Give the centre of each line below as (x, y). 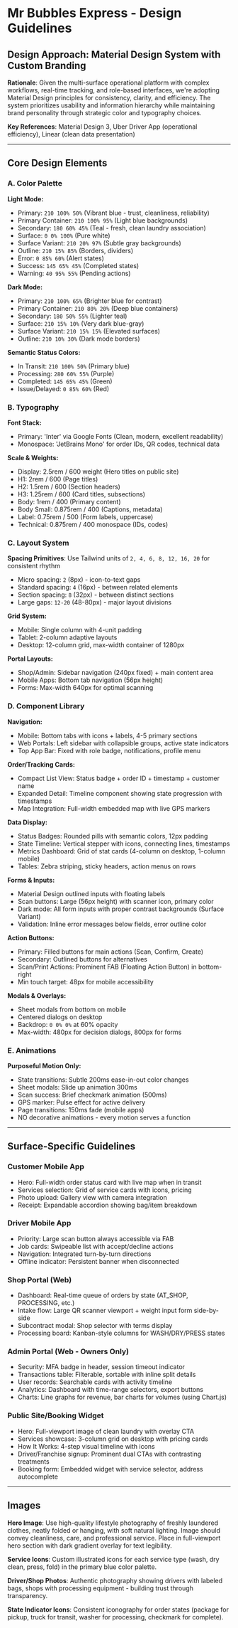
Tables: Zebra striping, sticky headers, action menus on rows (107, 866)
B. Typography (33, 407)
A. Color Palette (35, 183)
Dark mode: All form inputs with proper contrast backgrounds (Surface (121, 909)
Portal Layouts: (30, 659)
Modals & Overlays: (37, 995)
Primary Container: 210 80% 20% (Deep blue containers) (98, 308)
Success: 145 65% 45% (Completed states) (78, 265)
